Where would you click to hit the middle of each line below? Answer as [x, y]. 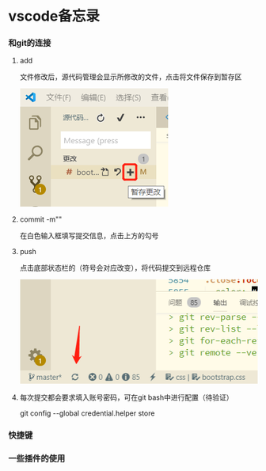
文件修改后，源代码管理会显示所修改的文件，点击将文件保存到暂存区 [131, 77]
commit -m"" [41, 219]
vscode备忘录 [54, 16]
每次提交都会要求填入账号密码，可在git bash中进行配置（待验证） [126, 397]
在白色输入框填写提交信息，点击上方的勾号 [89, 236]
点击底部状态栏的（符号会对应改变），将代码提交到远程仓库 [115, 268]
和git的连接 [30, 43]
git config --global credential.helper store [87, 413]
